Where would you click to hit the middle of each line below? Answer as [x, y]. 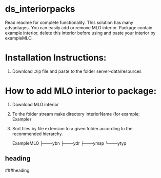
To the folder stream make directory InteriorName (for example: [76, 114]
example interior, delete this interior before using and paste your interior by [80, 33]
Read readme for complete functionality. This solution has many [69, 22]
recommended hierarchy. [37, 134]
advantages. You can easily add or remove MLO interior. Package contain [79, 27]
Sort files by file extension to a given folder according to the [72, 128]
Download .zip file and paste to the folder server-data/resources [77, 71]
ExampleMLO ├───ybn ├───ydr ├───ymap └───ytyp [69, 143]
